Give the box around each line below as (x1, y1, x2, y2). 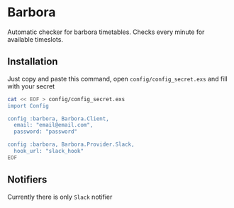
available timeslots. (7, 35, 64, 43)
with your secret (7, 82, 55, 91)
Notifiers (7, 174, 48, 186)
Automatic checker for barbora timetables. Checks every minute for (7, 28, 205, 36)
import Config (7, 102, 50, 110)
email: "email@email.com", (13, 122, 94, 129)
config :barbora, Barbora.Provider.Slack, (7, 141, 135, 149)
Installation (7, 56, 58, 68)
